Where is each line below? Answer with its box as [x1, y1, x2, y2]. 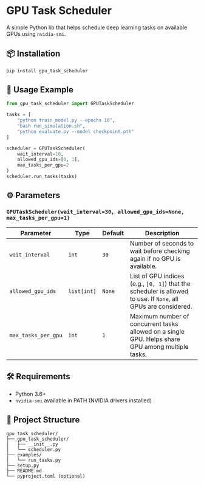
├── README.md [6, 468, 42, 474]
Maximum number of [129, 312, 189, 320]
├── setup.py [6, 463, 39, 469]
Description [144, 229, 180, 237]
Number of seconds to [129, 239, 194, 247]
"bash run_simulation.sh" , [17, 123, 86, 129]
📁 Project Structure [6, 414, 80, 425]
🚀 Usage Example [6, 84, 74, 95]
